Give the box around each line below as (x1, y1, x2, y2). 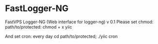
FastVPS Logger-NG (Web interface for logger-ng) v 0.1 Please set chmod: (5, 19, 154, 25)
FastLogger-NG (5, 3, 69, 14)
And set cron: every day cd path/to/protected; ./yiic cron (5, 33, 118, 39)
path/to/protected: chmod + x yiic (5, 24, 72, 29)
